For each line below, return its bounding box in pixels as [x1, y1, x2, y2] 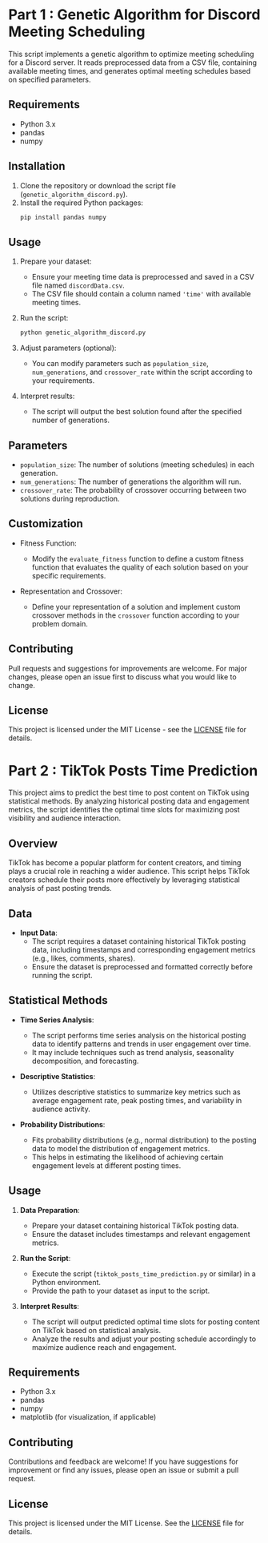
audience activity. [31, 1104, 90, 1114]
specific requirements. [31, 570, 106, 580]
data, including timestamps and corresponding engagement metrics [31, 945, 256, 954]
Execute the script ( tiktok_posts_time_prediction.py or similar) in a [31, 1268, 256, 1279]
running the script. [31, 970, 94, 980]
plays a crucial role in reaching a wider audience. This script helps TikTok [8, 867, 250, 876]
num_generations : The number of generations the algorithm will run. [19, 477, 242, 486]
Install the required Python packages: [19, 198, 144, 207]
